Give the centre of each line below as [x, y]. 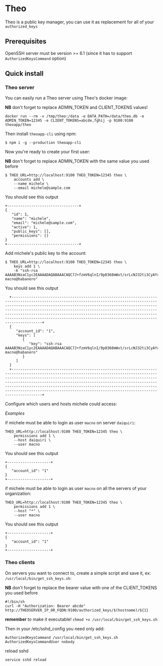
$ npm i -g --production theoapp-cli [43, 143]
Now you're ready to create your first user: [48, 152]
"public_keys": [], [31, 231]
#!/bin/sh [15, 602]
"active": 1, [24, 227]
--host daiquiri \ [32, 440]
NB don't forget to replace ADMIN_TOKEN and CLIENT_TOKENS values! [76, 107]
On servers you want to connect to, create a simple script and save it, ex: [78, 573]
